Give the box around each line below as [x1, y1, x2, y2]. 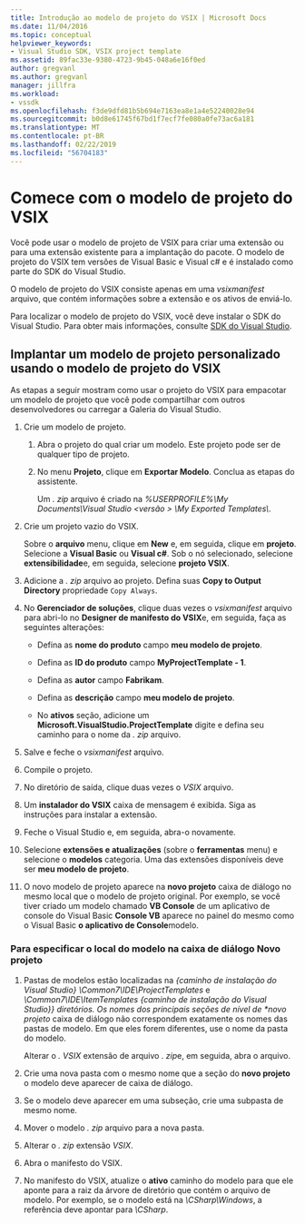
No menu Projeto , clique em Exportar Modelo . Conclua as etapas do [36, 467, 295, 478]
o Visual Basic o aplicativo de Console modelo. [23, 920, 199, 931]
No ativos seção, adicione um [36, 710, 150, 721]
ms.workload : [10, 89, 60, 98]
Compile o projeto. [23, 765, 93, 775]
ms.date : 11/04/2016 [10, 22, 89, 31]
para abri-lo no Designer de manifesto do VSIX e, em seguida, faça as [23, 612, 287, 623]
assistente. [36, 476, 78, 487]
